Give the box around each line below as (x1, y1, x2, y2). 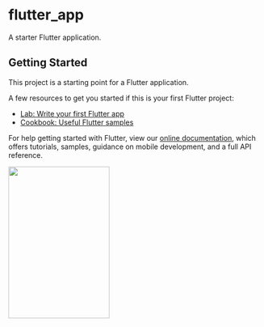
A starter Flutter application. (8, 32, 102, 42)
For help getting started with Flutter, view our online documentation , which (8, 133, 257, 142)
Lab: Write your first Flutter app (19, 108, 125, 118)
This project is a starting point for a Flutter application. (8, 77, 189, 87)
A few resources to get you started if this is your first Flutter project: (8, 93, 234, 103)
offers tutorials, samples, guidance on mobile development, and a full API (8, 142, 252, 151)
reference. (8, 150, 43, 159)
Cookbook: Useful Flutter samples (19, 117, 134, 127)
